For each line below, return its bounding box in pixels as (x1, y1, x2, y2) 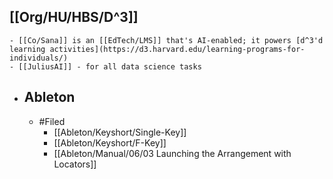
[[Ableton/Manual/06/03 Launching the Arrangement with (53, 147, 292, 159)
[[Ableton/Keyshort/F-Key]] (53, 136, 167, 149)
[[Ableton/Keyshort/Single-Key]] (53, 126, 187, 138)
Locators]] (53, 158, 97, 170)
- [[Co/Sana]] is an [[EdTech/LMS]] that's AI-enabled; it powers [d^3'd (9, 35, 324, 45)
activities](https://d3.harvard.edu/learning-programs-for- (49, 44, 306, 54)
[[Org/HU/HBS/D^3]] (9, 9, 139, 26)
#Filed (38, 115, 66, 127)
